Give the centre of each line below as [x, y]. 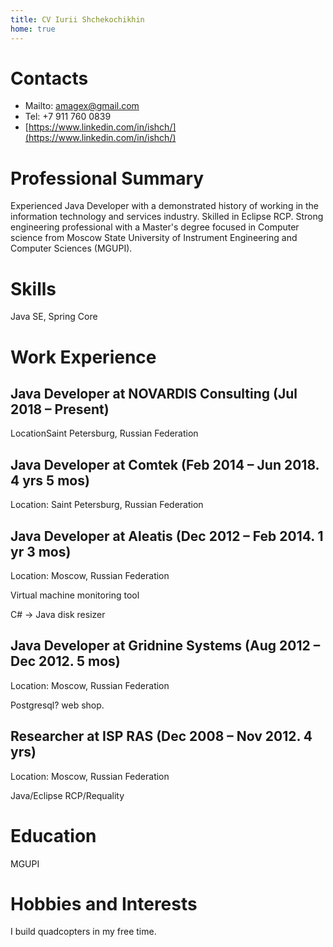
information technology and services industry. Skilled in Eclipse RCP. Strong [167, 217]
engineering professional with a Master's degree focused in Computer [155, 227]
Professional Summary [107, 178]
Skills [33, 288]
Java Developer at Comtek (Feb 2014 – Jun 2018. [165, 464]
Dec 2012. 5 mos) [65, 661]
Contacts [49, 78]
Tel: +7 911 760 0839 [68, 117]
